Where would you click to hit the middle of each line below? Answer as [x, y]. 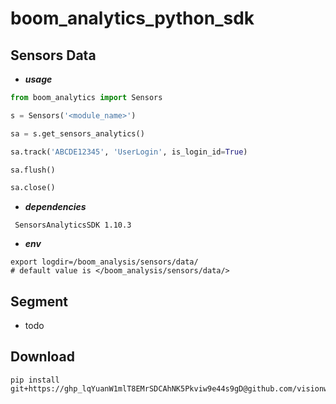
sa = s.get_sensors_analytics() [77, 133]
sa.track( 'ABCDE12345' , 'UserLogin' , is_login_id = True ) [129, 152]
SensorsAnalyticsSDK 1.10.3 [73, 225]
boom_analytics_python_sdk [132, 18]
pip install [35, 380]
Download [42, 357]
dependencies [55, 207]
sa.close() [33, 188]
